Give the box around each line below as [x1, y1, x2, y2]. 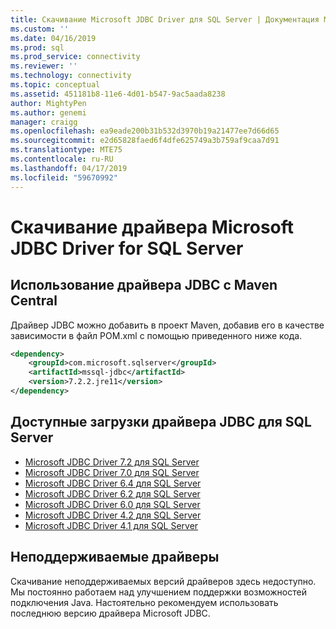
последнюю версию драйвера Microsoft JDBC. [10, 607, 211, 619]
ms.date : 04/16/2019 [10, 33, 97, 43]
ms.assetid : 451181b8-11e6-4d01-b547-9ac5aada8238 [10, 89, 226, 99]
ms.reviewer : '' [10, 61, 78, 71]
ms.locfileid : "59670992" [10, 172, 118, 183]
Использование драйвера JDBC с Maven [10, 277, 278, 294]
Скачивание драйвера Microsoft [10, 216, 295, 238]
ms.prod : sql [10, 42, 65, 53]
